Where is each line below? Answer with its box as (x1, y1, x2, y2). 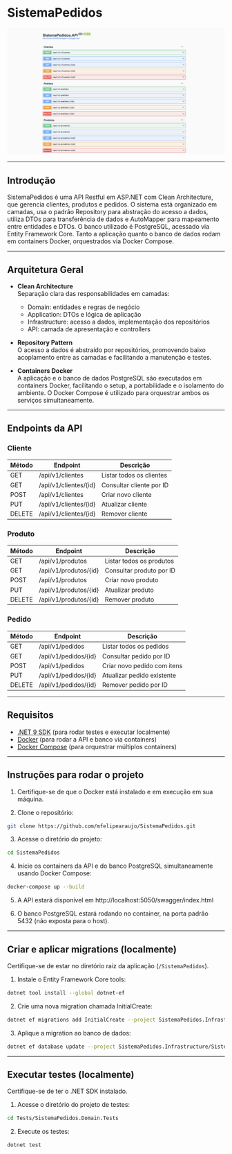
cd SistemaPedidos (7, 849, 60, 857)
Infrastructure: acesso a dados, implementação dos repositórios (27, 317, 211, 326)
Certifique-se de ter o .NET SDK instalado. (7, 1087, 128, 1096)
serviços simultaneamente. (17, 396, 95, 404)
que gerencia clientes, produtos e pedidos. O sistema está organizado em (7, 200, 217, 209)
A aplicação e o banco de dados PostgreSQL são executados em (17, 374, 202, 382)
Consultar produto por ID (104, 566, 176, 575)
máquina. (17, 795, 44, 803)
